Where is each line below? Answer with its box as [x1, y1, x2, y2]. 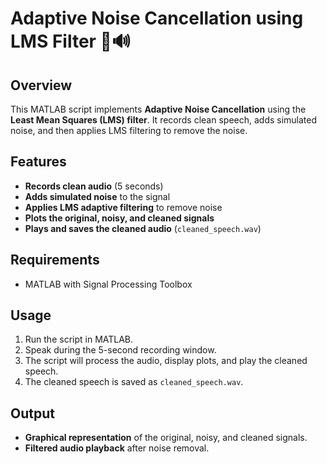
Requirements [10, 252, 100, 269]
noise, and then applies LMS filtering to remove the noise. [10, 125, 248, 136]
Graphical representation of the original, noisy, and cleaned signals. [24, 432, 308, 444]
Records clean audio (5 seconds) [24, 180, 164, 192]
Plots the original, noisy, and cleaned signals [24, 212, 215, 224]
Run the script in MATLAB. [24, 333, 134, 346]
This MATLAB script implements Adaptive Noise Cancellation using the [10, 103, 307, 115]
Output [10, 405, 55, 422]
